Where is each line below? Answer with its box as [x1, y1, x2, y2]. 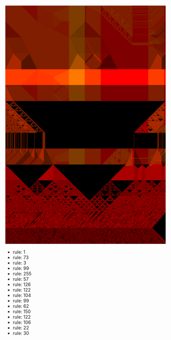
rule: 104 [12, 292, 32, 298]
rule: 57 [12, 276, 29, 282]
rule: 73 [12, 254, 29, 261]
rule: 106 [12, 319, 32, 326]
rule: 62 [12, 303, 30, 309]
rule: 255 [12, 271, 32, 277]
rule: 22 [12, 325, 29, 331]
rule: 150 [12, 308, 31, 315]
